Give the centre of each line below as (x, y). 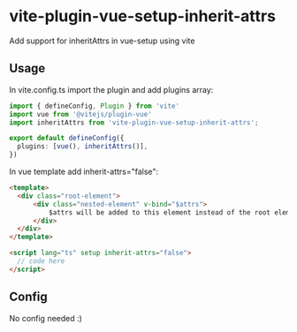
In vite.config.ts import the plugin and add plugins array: (111, 89)
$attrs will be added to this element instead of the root (160, 212)
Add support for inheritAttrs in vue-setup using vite (102, 41)
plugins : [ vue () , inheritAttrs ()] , (83, 147)
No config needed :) (46, 318)
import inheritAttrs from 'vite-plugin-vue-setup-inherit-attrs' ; (134, 122)
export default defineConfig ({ (67, 139)
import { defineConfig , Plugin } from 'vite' (94, 106)
